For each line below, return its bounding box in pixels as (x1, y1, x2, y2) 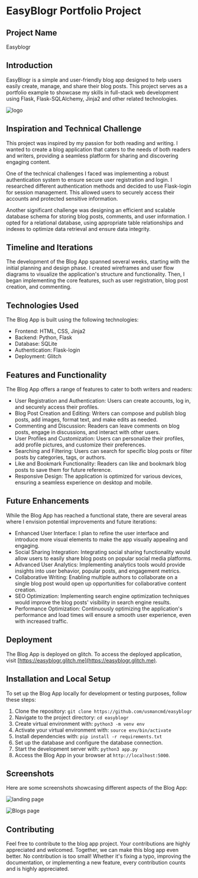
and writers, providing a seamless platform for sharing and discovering (6, 152, 178, 159)
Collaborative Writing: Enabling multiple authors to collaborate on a (14, 573, 178, 581)
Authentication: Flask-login (14, 346, 81, 353)
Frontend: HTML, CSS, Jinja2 (14, 327, 86, 335)
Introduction (6, 60, 53, 70)
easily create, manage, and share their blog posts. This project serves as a (6, 82, 188, 89)
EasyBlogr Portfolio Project (6, 4, 141, 18)
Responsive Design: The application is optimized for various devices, (14, 472, 183, 480)
